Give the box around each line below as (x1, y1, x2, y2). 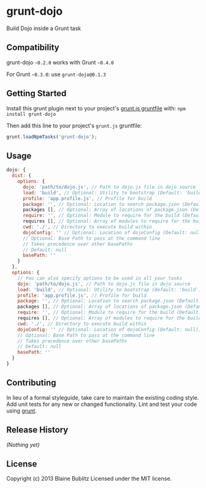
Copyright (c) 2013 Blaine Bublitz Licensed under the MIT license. (6, 475, 172, 482)
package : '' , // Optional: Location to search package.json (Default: (17, 298, 202, 304)
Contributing (6, 378, 56, 388)
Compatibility (6, 42, 59, 53)
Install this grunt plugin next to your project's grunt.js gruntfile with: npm (6, 104, 186, 112)
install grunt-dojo (6, 111, 56, 117)
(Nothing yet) (6, 441, 40, 448)
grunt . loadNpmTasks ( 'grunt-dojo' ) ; (6, 134, 97, 140)
